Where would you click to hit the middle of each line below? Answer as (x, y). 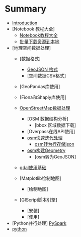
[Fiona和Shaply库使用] (43, 97)
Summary (25, 9)
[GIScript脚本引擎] (38, 200)
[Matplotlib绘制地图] (40, 178)
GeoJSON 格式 (43, 69)
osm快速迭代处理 (45, 138)
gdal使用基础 (33, 167)
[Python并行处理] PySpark (39, 223)
